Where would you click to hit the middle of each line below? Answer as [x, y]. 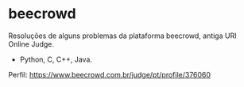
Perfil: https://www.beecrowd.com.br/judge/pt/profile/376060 [110, 74]
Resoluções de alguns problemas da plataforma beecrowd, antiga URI [122, 36]
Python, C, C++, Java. [56, 59]
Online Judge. [31, 43]
